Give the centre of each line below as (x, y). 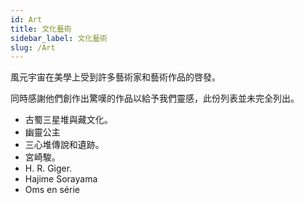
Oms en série (52, 190)
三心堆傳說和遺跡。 (64, 145)
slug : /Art (33, 47)
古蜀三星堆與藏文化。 (68, 120)
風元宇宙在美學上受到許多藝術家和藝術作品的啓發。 (115, 77)
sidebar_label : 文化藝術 (59, 38)
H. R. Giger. (48, 168)
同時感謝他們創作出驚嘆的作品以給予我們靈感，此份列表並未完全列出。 (155, 98)
